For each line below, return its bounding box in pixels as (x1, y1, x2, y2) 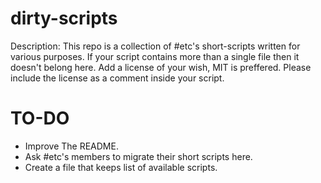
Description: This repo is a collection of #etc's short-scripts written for (10, 40, 301, 52)
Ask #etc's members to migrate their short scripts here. (24, 150, 253, 162)
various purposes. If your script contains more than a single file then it (10, 50, 300, 62)
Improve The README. (24, 140, 119, 152)
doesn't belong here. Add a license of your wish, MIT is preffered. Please (10, 61, 312, 73)
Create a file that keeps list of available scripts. (24, 161, 218, 173)
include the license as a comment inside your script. (10, 72, 225, 84)
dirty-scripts (10, 7, 118, 30)
